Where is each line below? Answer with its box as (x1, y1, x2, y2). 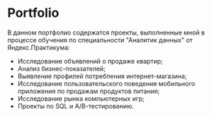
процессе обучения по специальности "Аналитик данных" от (7, 35, 193, 44)
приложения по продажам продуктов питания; (17, 87, 160, 95)
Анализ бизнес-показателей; (17, 64, 106, 73)
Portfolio (7, 5, 60, 21)
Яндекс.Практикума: (7, 43, 70, 51)
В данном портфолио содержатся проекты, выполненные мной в (7, 28, 206, 37)
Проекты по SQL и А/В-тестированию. (17, 101, 135, 110)
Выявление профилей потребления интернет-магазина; (17, 72, 187, 80)
